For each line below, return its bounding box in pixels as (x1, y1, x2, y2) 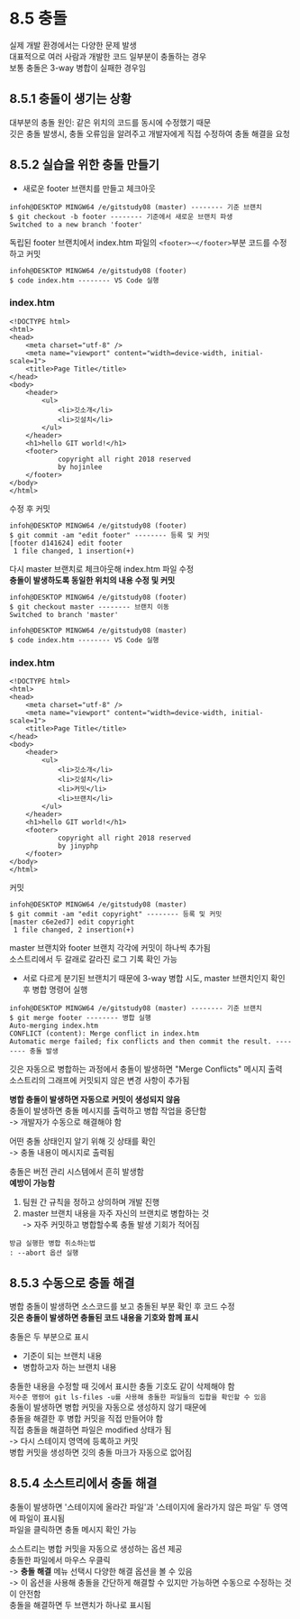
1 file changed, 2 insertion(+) (13, 925, 135, 934)
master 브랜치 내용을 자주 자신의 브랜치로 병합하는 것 (22, 1208, 210, 1219)
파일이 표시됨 (18, 1513, 66, 1523)
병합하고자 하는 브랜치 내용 (22, 1361, 117, 1372)
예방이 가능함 (9, 1178, 56, 1189)
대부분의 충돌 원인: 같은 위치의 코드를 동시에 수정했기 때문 (9, 116, 212, 127)
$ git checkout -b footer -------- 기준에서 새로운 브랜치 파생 (9, 212, 233, 221)
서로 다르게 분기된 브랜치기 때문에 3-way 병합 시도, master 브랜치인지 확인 (22, 973, 286, 984)
